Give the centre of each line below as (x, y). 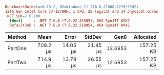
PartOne (17, 49)
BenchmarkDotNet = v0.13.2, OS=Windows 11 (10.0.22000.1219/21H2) (72, 7)
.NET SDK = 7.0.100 (23, 16)
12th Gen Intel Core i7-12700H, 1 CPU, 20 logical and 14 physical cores (82, 11)
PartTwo (17, 63)
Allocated (145, 37)
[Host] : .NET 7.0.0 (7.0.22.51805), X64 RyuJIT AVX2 (70, 21)
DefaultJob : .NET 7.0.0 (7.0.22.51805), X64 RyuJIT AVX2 (70, 25)
